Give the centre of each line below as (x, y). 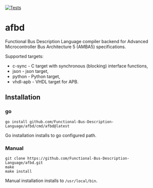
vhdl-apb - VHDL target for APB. (45, 81)
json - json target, (30, 71)
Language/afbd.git (24, 163)
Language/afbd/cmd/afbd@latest (37, 126)
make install (19, 171)
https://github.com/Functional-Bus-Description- (78, 158)
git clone (15, 158)
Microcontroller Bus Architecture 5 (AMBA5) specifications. (66, 47)
